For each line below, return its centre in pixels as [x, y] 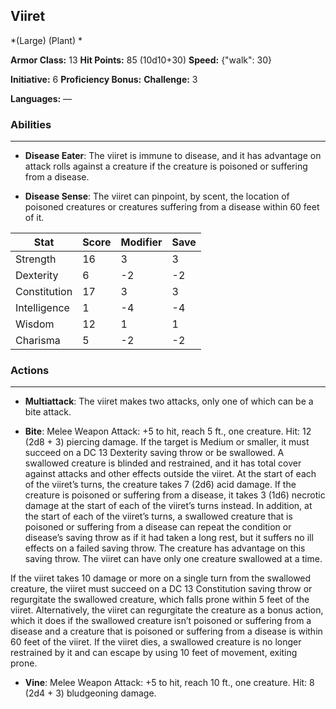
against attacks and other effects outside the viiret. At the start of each [170, 474]
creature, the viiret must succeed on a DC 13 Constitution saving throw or [161, 589]
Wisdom [35, 324]
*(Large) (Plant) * [46, 40]
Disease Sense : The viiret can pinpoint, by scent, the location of [157, 196]
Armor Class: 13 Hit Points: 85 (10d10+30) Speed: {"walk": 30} [141, 60]
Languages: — [41, 98]
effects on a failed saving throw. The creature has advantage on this [165, 548]
